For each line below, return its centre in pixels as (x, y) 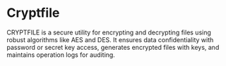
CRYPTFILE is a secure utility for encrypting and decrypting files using (109, 32)
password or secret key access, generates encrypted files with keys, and (113, 47)
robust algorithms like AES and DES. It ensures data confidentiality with (110, 39)
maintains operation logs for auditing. (61, 55)
